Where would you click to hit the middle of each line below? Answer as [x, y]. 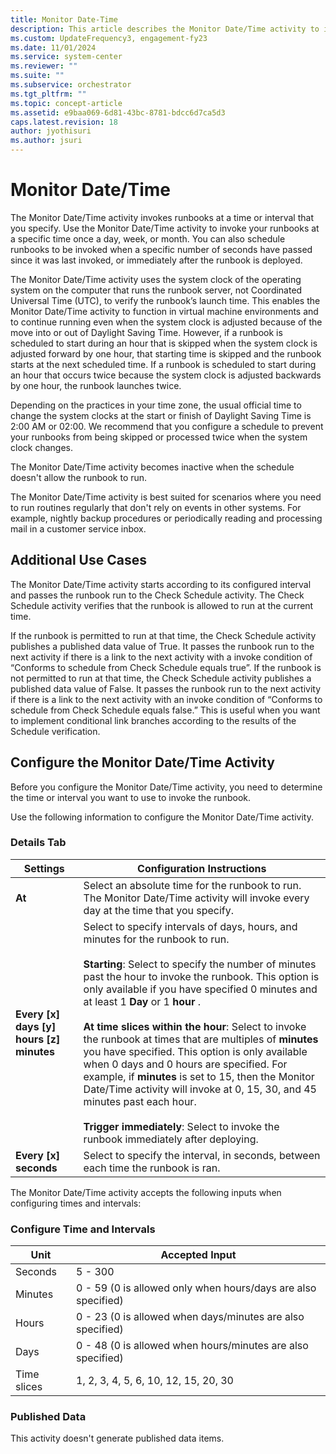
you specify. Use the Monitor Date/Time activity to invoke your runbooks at [165, 228]
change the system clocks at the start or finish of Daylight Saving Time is [161, 415]
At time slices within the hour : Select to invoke [195, 1026]
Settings [44, 868]
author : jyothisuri [51, 131]
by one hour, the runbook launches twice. [96, 385]
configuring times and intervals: [76, 1203]
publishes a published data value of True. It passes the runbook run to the [162, 646]
